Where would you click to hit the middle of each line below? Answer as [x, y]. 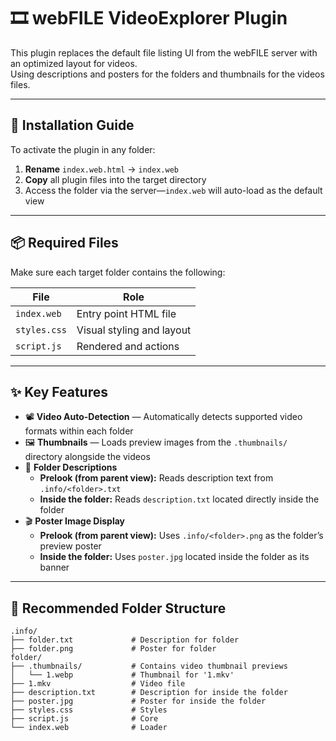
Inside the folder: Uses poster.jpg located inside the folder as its [174, 557]
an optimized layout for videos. [74, 63]
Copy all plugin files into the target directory [115, 179]
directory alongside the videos [87, 457]
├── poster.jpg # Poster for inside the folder [138, 701]
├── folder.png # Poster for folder [113, 649]
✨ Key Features [59, 391]
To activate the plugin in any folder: [83, 149]
